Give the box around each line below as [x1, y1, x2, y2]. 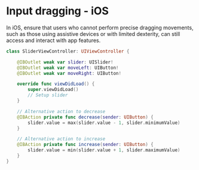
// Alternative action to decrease [17, 108, 106, 114]
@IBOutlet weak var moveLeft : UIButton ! [17, 65, 119, 71]
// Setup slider [27, 92, 68, 98]
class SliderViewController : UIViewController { [6, 48, 130, 54]
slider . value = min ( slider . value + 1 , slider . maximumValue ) [27, 147, 180, 153]
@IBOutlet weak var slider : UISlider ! [17, 59, 114, 65]
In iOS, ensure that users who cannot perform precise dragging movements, [6, 24, 194, 31]
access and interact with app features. [6, 37, 101, 44]
